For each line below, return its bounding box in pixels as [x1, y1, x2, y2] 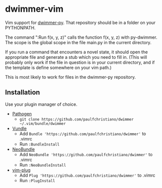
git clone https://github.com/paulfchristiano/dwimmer [19, 117, 134, 122]
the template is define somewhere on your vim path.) [5, 65, 112, 70]
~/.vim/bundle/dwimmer [19, 121, 66, 126]
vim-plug [12, 167, 31, 173]
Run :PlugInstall [19, 177, 55, 183]
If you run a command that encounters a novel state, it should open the [5, 49, 148, 55]
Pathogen [12, 111, 32, 117]
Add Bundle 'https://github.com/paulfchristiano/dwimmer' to [19, 131, 146, 137]
